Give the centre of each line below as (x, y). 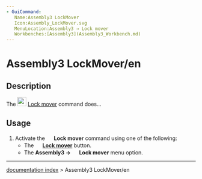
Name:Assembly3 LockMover (47, 17)
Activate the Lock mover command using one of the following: (96, 138)
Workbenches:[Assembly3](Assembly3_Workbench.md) (78, 34)
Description (29, 86)
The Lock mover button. (58, 145)
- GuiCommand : (24, 12)
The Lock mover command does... (54, 104)
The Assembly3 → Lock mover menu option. (83, 152)
